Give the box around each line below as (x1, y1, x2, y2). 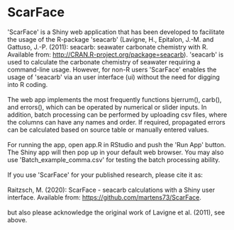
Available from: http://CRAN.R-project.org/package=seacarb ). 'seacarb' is (7, 50, 224, 59)
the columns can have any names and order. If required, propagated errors (7, 117, 225, 126)
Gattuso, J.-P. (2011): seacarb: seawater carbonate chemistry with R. (7, 42, 208, 51)
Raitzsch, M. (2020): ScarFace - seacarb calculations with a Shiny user (7, 185, 215, 194)
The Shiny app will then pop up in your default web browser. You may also (7, 148, 224, 156)
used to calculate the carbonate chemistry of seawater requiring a (7, 57, 201, 66)
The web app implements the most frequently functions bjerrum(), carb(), (7, 95, 222, 103)
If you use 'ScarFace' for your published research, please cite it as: (7, 171, 204, 179)
